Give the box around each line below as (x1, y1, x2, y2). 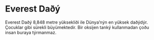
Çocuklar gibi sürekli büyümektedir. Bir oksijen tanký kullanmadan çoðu (5, 24, 150, 30)
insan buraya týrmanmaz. (5, 29, 56, 35)
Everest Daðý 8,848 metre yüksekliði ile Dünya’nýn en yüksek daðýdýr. (5, 19, 148, 25)
